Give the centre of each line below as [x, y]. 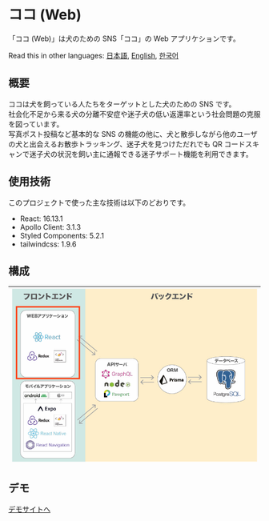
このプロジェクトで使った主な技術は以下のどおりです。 [99, 202]
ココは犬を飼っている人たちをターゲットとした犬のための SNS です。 [122, 104]
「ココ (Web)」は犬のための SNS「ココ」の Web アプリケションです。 [124, 38]
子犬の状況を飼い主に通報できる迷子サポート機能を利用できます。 [145, 154]
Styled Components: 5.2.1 [62, 235]
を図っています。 [36, 124]
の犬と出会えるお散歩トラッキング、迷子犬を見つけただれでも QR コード [127, 144]
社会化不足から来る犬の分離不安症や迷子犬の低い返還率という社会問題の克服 [134, 114]
